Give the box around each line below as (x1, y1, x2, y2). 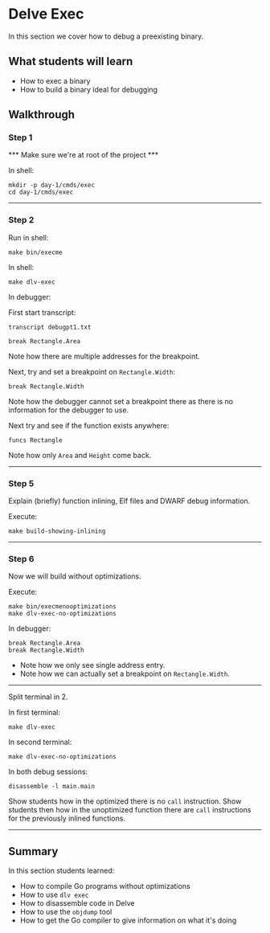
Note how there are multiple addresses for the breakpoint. (8, 351, 201, 361)
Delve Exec (8, 5, 84, 23)
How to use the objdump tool (19, 907, 112, 917)
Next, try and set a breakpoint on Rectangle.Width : (8, 366, 175, 376)
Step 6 (8, 553, 35, 564)
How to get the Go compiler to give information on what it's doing (19, 915, 237, 925)
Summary (8, 845, 59, 858)
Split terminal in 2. (8, 692, 68, 702)
